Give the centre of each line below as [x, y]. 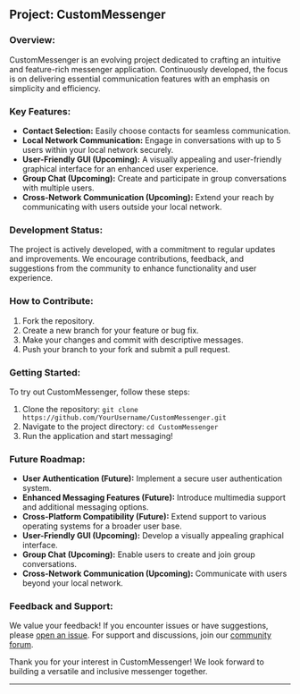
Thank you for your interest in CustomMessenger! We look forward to [137, 662]
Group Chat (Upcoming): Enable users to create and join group [139, 554]
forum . [21, 645]
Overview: [32, 40]
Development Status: [56, 230]
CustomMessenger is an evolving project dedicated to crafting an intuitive [145, 59]
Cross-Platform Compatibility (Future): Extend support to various [144, 517]
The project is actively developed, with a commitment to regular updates [142, 250]
